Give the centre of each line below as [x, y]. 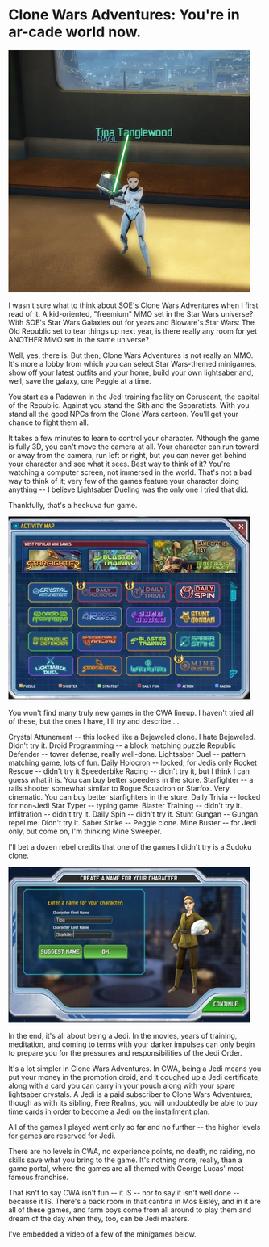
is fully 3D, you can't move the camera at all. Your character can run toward [134, 447]
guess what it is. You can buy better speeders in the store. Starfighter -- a [131, 779]
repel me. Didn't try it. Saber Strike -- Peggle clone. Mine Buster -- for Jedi [132, 822]
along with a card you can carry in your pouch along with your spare [122, 1085]
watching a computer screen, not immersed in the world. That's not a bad [130, 472]
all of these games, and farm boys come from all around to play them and [130, 1210]
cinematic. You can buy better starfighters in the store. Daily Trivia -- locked [134, 796]
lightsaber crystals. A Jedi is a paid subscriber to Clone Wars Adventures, [130, 1094]
